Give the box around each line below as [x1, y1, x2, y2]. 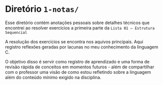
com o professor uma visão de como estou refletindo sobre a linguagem [5, 69, 151, 75]
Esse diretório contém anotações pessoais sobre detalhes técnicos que [5, 20, 150, 26]
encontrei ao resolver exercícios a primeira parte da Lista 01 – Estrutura [5, 25, 155, 30]
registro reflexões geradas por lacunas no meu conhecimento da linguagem [5, 44, 159, 50]
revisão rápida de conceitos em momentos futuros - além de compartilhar [5, 64, 155, 70]
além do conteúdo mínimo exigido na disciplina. [5, 74, 102, 80]
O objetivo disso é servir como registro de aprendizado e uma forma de [5, 58, 150, 64]
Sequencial [5, 30, 27, 35]
